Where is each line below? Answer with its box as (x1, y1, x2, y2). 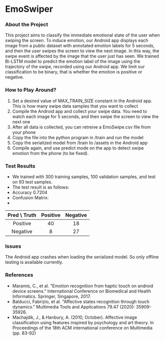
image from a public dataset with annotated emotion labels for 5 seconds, (5, 43, 155, 49)
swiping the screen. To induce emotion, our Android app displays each (5, 38, 149, 43)
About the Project (5, 21, 48, 28)
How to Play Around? (5, 86, 57, 93)
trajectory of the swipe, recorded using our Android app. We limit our (5, 64, 145, 70)
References (5, 271, 33, 278)
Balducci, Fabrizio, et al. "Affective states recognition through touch (12, 299, 150, 304)
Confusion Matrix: (12, 195, 49, 201)
